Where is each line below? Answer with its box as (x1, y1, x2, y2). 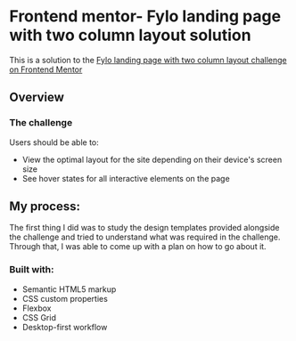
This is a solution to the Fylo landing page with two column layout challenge (9, 54, 287, 65)
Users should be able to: (9, 136, 100, 148)
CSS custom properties (21, 293, 109, 304)
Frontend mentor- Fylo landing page (9, 6, 282, 27)
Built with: (9, 264, 54, 276)
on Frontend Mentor (9, 64, 83, 75)
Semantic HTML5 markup (21, 283, 117, 295)
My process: (9, 199, 80, 215)
